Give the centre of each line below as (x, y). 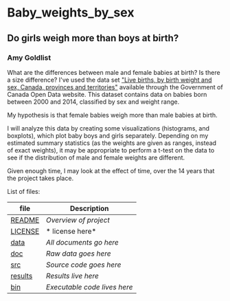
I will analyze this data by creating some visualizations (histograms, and (108, 128)
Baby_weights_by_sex (71, 13)
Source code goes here (83, 265)
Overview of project (78, 220)
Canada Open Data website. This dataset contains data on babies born (107, 94)
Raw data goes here (78, 254)
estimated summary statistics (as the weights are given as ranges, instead (112, 143)
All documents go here (82, 242)
